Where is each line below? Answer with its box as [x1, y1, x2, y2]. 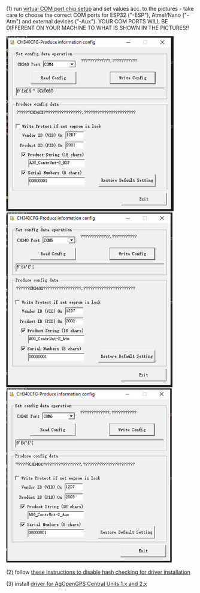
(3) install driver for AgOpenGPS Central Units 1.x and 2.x [6, 580, 147, 587]
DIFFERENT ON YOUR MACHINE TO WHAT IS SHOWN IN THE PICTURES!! [6, 24, 190, 31]
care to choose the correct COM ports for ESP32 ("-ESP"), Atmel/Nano [6, 11, 181, 19]
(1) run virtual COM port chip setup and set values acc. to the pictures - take [6, 5, 194, 12]
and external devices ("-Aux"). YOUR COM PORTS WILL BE [22, 18, 168, 25]
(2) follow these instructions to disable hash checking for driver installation [6, 568, 190, 576]
